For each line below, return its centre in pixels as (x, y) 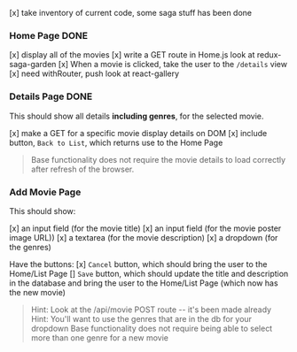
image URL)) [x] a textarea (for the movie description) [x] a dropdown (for (144, 237)
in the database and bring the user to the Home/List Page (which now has (144, 283)
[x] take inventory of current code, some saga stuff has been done (131, 13)
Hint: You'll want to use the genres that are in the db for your (141, 318)
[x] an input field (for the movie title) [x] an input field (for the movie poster (145, 228)
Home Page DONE (49, 35)
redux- (269, 55)
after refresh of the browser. (82, 169)
